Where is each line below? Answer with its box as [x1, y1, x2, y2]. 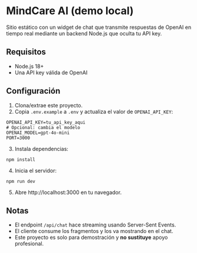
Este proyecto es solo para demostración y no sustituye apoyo [14, 234, 168, 241]
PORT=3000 [6, 134, 31, 141]
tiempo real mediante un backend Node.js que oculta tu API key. [6, 29, 162, 37]
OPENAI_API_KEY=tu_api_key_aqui [6, 119, 86, 125]
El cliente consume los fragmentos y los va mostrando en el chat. [14, 228, 173, 235]
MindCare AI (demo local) [6, 4, 134, 18]
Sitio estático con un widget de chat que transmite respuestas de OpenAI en [6, 24, 192, 31]
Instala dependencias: [14, 145, 69, 152]
